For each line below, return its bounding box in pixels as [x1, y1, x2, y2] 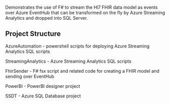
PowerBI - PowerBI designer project [5, 83, 80, 89]
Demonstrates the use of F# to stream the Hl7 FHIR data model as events [5, 5, 158, 10]
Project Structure [5, 30, 61, 38]
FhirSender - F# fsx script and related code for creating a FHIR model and [5, 68, 160, 74]
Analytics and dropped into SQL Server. [5, 15, 88, 21]
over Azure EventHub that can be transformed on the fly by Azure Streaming [5, 10, 165, 16]
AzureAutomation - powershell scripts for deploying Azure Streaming [5, 43, 150, 49]
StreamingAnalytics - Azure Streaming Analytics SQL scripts [5, 58, 132, 64]
